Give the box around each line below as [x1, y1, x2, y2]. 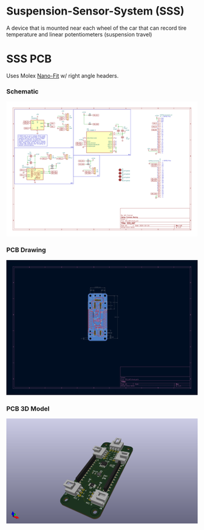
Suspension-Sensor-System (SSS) [6, 4, 185, 18]
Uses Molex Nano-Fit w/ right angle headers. [6, 72, 119, 79]
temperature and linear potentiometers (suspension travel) [6, 30, 152, 38]
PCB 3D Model [6, 404, 50, 413]
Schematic [6, 87, 39, 95]
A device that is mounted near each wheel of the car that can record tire [6, 24, 187, 32]
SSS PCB [6, 52, 52, 66]
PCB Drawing [6, 246, 47, 254]
